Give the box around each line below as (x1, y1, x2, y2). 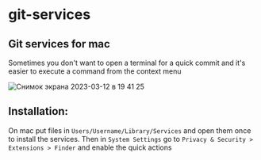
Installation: (8, 105, 69, 118)
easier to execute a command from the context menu (8, 67, 182, 76)
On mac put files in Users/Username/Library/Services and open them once (8, 125, 251, 135)
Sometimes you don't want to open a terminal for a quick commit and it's (8, 58, 246, 67)
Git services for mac (8, 37, 111, 51)
